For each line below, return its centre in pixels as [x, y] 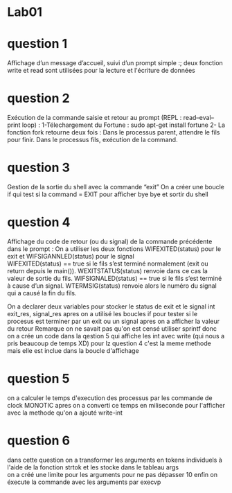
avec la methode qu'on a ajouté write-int [65, 413]
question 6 [39, 441]
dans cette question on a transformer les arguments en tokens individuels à [115, 460]
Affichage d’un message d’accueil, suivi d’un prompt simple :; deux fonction [115, 63]
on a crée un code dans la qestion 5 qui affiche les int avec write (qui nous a [116, 336]
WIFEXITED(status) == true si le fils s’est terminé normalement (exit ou [108, 263]
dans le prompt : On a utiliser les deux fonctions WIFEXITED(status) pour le [114, 249]
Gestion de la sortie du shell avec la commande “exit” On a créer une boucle [116, 187]
